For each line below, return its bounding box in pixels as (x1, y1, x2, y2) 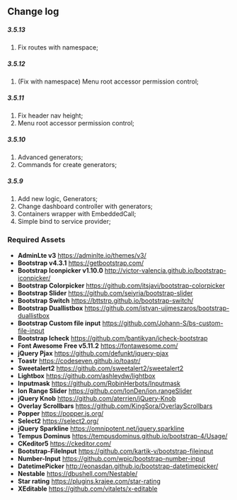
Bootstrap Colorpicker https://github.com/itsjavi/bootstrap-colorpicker (17, 281, 225, 290)
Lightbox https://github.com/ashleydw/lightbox (17, 371, 156, 380)
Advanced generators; (17, 153, 83, 161)
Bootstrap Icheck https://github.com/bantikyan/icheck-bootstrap (17, 334, 208, 342)
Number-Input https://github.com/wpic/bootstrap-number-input (17, 454, 206, 462)
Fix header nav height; (17, 111, 83, 120)
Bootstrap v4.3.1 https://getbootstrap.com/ (17, 258, 144, 267)
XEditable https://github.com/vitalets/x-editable (17, 484, 158, 493)
